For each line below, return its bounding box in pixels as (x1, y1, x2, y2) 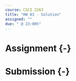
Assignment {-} (5, 43, 71, 54)
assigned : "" (5, 16, 32, 21)
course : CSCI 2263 (5, 7, 43, 12)
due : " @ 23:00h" (5, 21, 41, 26)
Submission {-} (5, 65, 70, 77)
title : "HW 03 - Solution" (5, 12, 61, 17)
